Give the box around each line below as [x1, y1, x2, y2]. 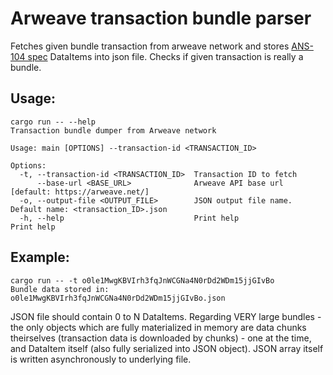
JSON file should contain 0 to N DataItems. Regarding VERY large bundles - [10, 310, 322, 322]
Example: [10, 249, 70, 266]
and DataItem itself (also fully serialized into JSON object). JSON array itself [10, 342, 324, 354]
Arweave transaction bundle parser [10, 7, 312, 30]
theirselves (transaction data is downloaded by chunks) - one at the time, [10, 332, 312, 344]
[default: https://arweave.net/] [10, 187, 150, 197]
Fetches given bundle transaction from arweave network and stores [10, 40, 290, 52]
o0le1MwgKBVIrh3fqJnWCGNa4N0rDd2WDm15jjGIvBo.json [10, 293, 226, 303]
